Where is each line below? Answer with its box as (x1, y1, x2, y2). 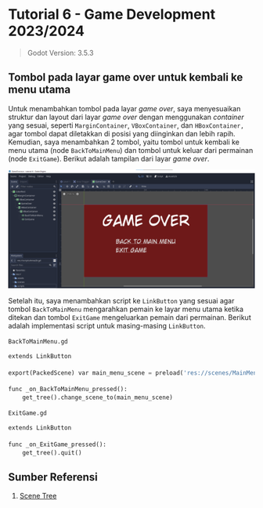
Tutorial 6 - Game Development (8, 5, 216, 24)
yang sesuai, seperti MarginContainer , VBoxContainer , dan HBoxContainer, (8, 120, 244, 130)
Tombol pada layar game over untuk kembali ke (8, 71, 243, 84)
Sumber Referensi (8, 470, 98, 484)
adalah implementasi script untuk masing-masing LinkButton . (8, 321, 206, 330)
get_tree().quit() (22, 448, 82, 456)
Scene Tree (19, 492, 57, 501)
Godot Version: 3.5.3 (27, 48, 94, 57)
